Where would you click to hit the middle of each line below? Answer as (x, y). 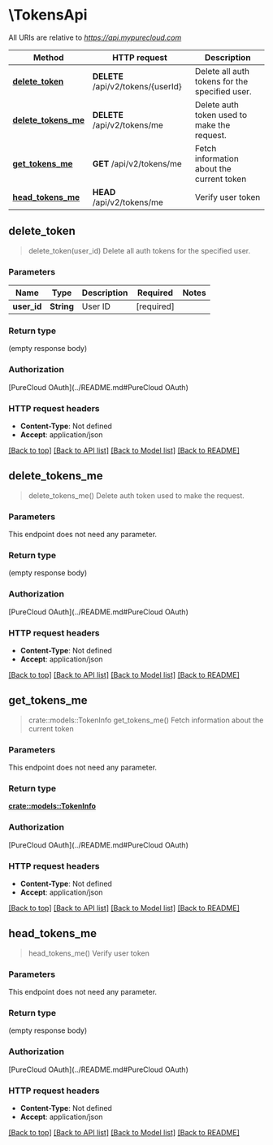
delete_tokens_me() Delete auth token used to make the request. (136, 495)
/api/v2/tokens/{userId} (137, 86)
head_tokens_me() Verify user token (89, 953)
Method (48, 57)
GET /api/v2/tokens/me (137, 163)
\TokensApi (48, 15)
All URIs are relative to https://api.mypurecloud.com (95, 37)
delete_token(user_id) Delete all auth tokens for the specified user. (139, 250)
